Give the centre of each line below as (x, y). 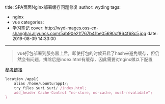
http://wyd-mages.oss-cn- (71, 28)
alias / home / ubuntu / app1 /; (41, 83)
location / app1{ (22, 79)
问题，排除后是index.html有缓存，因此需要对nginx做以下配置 (92, 59)
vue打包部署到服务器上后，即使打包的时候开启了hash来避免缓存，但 (86, 53)
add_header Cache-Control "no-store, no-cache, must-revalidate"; (83, 93)
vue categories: (28, 22)
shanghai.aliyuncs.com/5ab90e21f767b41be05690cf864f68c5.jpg (79, 33)
